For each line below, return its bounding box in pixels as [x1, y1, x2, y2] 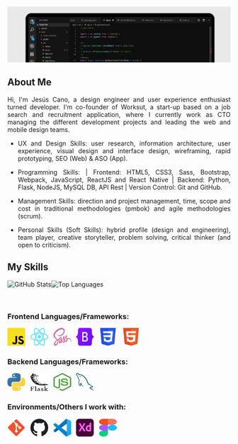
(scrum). [17, 211, 43, 220]
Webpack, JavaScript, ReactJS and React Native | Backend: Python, [17, 175, 231, 184]
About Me [7, 77, 52, 89]
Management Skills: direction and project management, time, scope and [17, 196, 231, 205]
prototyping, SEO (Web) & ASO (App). [17, 154, 128, 162]
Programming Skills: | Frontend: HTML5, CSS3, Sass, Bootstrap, [17, 167, 231, 176]
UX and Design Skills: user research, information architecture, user [17, 139, 231, 148]
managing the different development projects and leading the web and [7, 118, 231, 126]
